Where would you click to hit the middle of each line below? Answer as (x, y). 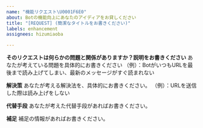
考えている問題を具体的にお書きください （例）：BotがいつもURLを (105, 65)
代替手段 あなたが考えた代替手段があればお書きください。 (79, 106)
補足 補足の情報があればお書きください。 (57, 119)
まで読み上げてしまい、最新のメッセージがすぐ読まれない (83, 72)
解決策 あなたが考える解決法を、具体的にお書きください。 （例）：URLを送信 (101, 86)
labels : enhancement (32, 29)
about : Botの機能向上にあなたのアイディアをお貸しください (71, 18)
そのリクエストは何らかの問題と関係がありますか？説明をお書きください (96, 57)
